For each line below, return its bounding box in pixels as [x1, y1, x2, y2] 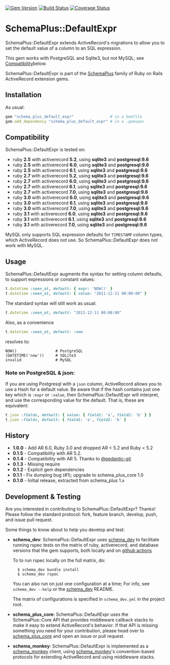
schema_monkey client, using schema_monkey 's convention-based [12, 649, 155, 655]
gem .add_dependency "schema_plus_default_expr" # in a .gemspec [5, 119, 145, 124]
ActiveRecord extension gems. [5, 76, 70, 82]
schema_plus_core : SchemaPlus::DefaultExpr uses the [12, 611, 129, 617]
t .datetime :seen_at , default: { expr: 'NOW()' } [5, 286, 113, 292]
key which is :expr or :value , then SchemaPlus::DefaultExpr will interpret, [5, 391, 159, 397]
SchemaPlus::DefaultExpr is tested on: [5, 146, 86, 153]
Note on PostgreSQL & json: [5, 369, 75, 376]
